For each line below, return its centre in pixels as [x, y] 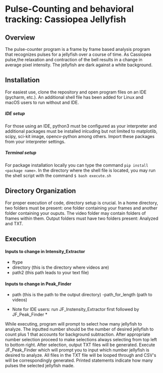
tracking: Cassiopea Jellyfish [66, 19]
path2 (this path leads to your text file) [50, 273]
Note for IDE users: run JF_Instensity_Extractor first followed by [76, 309]
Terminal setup [21, 153]
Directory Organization [41, 191]
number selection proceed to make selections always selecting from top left [81, 340]
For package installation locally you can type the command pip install [77, 165]
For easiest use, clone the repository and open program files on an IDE [76, 92]
